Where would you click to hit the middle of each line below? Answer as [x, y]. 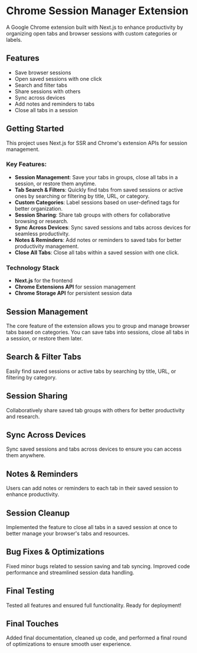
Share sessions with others [47, 91]
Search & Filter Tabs [44, 357]
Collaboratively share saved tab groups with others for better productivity [95, 410]
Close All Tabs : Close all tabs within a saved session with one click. [97, 252]
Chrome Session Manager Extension [97, 11]
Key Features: [27, 165]
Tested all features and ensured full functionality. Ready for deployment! [94, 605]
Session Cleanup [38, 513]
